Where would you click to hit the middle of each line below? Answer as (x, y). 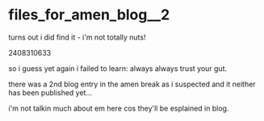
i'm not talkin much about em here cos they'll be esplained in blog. (119, 108)
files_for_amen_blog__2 (89, 15)
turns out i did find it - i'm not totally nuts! (77, 37)
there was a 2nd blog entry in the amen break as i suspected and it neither (132, 84)
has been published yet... (50, 92)
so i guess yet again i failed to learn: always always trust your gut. (118, 68)
